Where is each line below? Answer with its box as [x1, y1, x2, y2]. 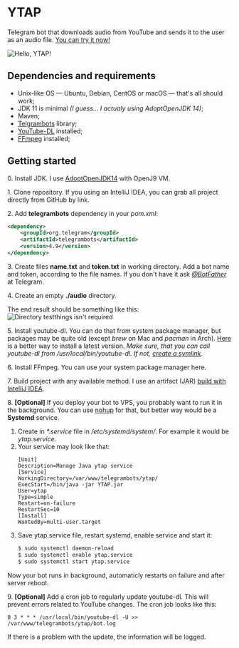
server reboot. [7, 578, 50, 587]
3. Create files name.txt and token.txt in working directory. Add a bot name [7, 262, 230, 271]
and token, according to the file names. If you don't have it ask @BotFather [7, 269, 227, 278]
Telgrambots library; [17, 119, 78, 128]
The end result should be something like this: [7, 304, 139, 314]
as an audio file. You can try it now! [7, 35, 110, 43]
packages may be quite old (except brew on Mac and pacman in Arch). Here [7, 334, 232, 342]
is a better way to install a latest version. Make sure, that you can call [7, 341, 211, 350]
